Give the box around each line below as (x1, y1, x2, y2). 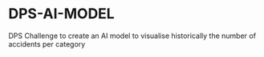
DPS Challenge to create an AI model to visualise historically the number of (8, 31, 257, 40)
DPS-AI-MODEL (8, 5, 115, 23)
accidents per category (8, 39, 86, 48)
